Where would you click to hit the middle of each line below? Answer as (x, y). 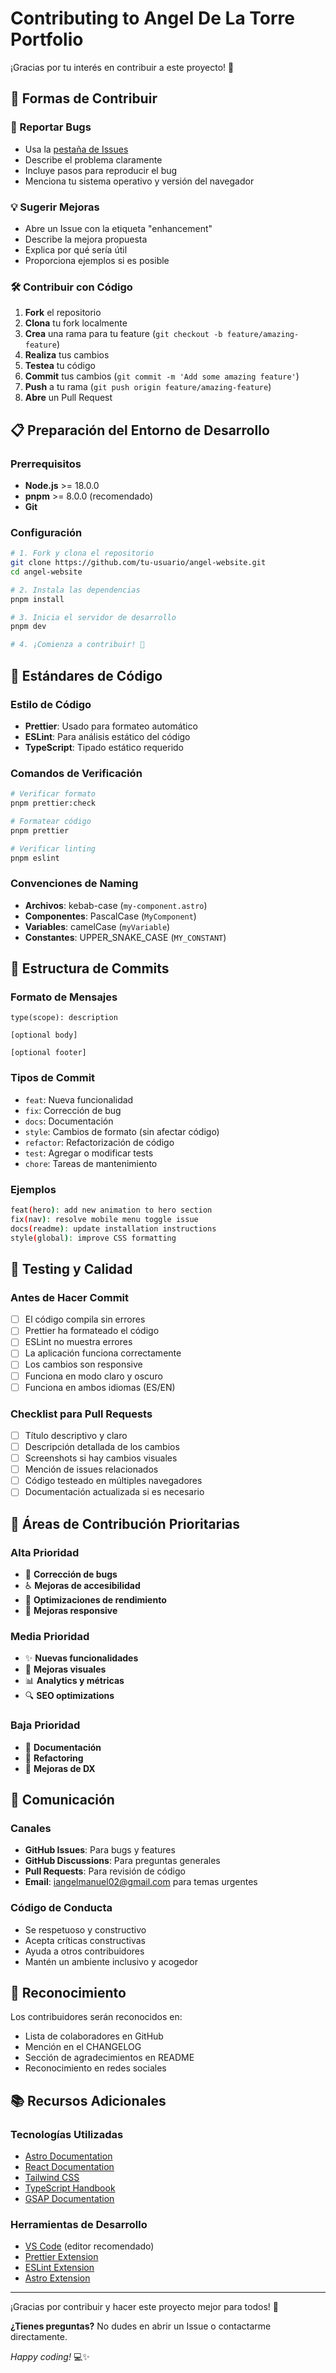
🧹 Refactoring (54, 1758)
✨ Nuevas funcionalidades (81, 1658)
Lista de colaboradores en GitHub (94, 2036)
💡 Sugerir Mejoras (55, 207)
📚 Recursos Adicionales (88, 2100)
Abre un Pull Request (68, 398)
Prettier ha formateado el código (92, 1331)
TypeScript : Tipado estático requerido (104, 747)
